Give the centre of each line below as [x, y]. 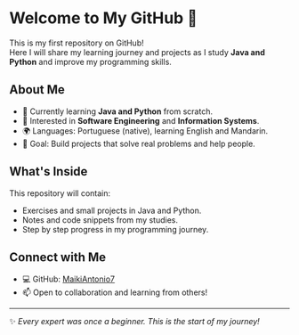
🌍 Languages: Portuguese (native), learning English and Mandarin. [145, 131]
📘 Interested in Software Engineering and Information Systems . [141, 120]
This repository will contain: [60, 193]
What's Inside [48, 172]
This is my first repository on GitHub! [77, 43]
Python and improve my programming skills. [90, 61]
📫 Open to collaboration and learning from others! [115, 292]
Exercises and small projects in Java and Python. [112, 210]
